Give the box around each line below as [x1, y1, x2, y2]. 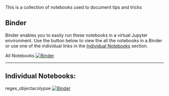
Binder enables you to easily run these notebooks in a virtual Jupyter [5, 32, 148, 38]
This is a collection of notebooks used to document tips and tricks [5, 5, 142, 10]
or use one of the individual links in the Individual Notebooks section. [5, 43, 148, 49]
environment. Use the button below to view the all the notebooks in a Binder [5, 37, 162, 43]
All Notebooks [5, 52, 35, 58]
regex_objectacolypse [5, 85, 51, 91]
